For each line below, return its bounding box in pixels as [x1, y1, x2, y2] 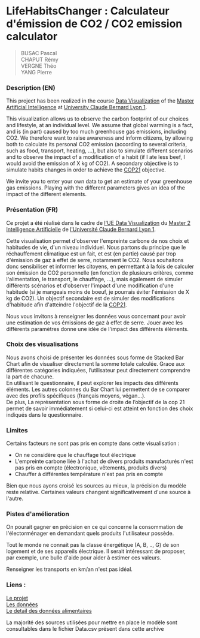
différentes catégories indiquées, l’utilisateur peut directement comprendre [6, 366, 190, 374]
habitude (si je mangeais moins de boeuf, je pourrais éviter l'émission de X [6, 288, 190, 295]
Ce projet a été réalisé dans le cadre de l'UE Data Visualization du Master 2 [6, 219, 191, 226]
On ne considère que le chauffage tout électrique [14, 452, 136, 459]
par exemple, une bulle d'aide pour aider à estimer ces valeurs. [6, 554, 161, 561]
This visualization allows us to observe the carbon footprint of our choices [6, 115, 189, 122]
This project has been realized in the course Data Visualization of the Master [6, 97, 195, 104]
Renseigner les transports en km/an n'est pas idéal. [6, 565, 133, 573]
